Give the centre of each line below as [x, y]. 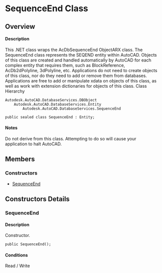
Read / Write [18, 266]
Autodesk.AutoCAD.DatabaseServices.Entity [58, 104]
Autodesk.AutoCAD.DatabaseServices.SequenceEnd [72, 108]
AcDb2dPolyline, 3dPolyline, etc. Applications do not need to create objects [81, 70]
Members [20, 159]
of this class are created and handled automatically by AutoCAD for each [78, 60]
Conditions [17, 255]
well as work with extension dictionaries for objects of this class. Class [76, 86]
